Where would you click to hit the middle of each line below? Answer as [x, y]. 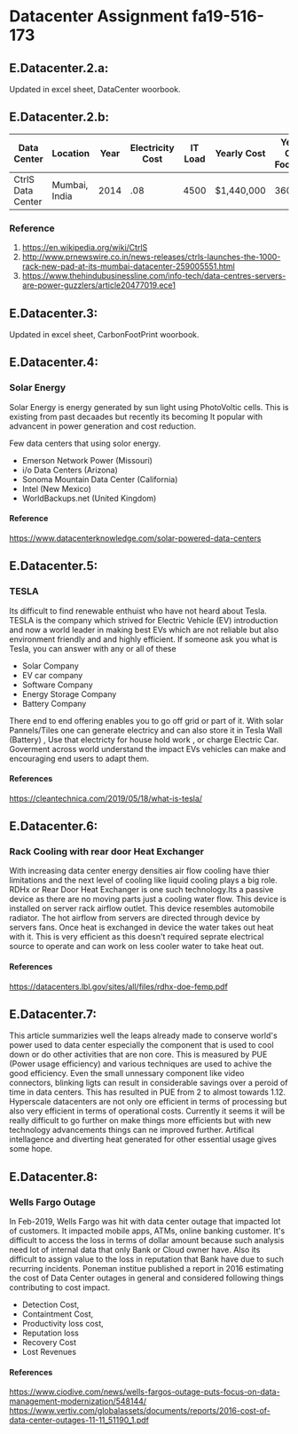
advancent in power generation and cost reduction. [103, 426]
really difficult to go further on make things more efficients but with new [141, 1121]
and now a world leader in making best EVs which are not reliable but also [144, 630]
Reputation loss [51, 1333]
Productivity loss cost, [63, 1324]
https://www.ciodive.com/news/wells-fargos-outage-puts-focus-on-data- [145, 1392]
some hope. [31, 1149]
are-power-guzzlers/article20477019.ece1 [98, 285]
